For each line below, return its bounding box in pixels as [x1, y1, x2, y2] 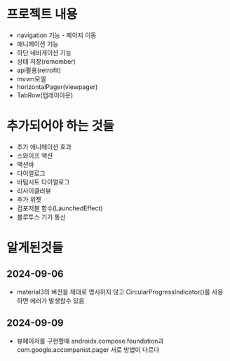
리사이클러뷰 [16, 186, 52, 195]
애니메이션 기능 [16, 39, 59, 48]
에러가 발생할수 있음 [29, 296, 85, 305]
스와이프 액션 [16, 151, 53, 160]
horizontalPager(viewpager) [16, 82, 98, 91]
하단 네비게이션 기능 [16, 48, 72, 57]
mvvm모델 [16, 74, 46, 83]
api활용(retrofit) [16, 66, 61, 74]
